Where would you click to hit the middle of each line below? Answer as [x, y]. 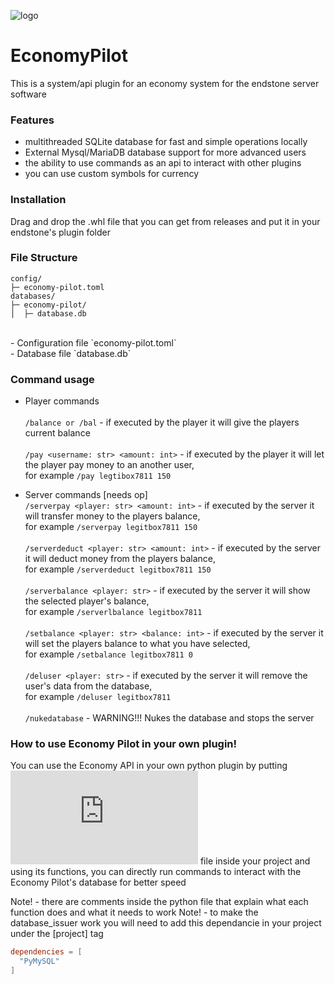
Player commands [62, 401]
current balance [57, 433]
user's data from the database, [88, 686]
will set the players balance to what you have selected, [137, 644]
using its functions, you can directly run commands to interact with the [156, 872]
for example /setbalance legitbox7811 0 [108, 654]
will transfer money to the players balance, [112, 516]
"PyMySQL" [39, 961]
